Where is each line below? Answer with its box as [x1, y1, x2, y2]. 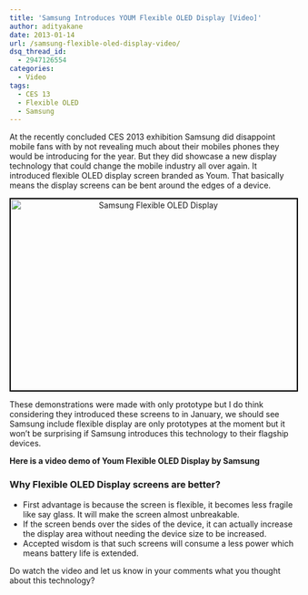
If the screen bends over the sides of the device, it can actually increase [22, 518, 293, 529]
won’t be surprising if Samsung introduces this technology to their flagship [9, 428, 289, 439]
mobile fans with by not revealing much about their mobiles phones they [9, 141, 280, 152]
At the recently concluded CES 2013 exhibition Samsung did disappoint [9, 131, 275, 142]
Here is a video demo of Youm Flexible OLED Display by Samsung [9, 456, 261, 467]
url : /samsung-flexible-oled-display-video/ [9, 38, 181, 48]
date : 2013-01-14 [9, 30, 75, 39]
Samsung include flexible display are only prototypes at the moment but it [9, 418, 285, 429]
